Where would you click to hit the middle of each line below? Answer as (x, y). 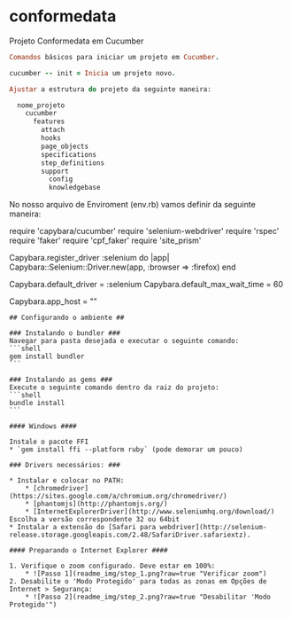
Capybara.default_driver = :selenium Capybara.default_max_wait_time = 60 (146, 285)
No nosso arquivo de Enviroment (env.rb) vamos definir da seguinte (133, 205)
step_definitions (73, 163)
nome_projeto (41, 105)
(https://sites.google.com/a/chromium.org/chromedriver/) (118, 497)
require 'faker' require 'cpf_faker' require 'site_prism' (105, 240)
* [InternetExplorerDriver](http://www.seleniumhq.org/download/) (150, 512)
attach (53, 130)
